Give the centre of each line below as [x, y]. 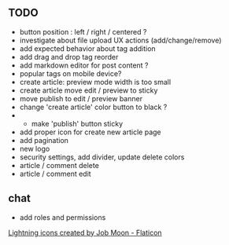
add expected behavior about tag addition [87, 48]
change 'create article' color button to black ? [93, 107]
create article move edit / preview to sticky [89, 90]
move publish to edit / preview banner [81, 98]
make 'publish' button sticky [77, 123]
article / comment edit [55, 174]
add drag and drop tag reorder [69, 57]
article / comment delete [59, 165]
